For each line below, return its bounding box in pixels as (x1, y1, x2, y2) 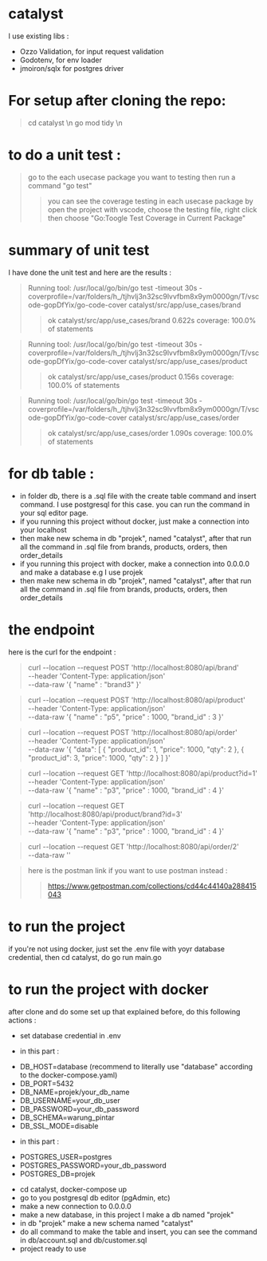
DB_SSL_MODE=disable (19, 1121, 99, 1130)
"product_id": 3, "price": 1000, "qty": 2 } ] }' (27, 753, 171, 762)
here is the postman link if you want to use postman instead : (27, 865, 228, 875)
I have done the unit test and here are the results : (8, 267, 172, 277)
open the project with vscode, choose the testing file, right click (47, 204, 257, 214)
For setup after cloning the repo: (8, 92, 226, 110)
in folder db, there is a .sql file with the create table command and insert (19, 491, 257, 500)
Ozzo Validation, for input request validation (19, 46, 164, 56)
